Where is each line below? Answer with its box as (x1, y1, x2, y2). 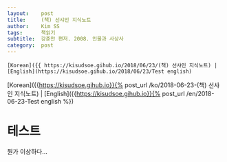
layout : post (7, 10, 54, 17)
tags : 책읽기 (7, 29, 56, 36)
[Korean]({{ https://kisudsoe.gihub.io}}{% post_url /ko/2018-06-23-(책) (7, 81, 207, 89)
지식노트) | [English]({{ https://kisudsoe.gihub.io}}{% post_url (14, 90, 185, 97)
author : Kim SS (7, 23, 60, 30)
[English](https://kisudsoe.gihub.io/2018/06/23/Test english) (7, 68, 193, 75)
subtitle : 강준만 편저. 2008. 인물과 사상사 (7, 36, 124, 43)
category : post (7, 42, 54, 49)
